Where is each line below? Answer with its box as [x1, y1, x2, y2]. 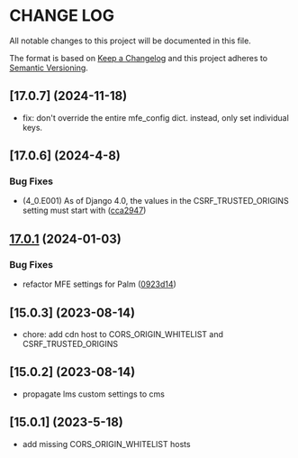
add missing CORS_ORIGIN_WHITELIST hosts [22, 438, 191, 449]
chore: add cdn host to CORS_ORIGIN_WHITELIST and [22, 328, 223, 339]
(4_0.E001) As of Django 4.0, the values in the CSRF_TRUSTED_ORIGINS [22, 196, 290, 206]
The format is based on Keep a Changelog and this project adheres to [9, 52, 268, 63]
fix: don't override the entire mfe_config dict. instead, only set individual [22, 112, 290, 123]
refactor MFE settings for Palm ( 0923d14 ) [22, 279, 177, 289]
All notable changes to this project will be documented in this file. [9, 35, 252, 46]
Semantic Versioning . [9, 62, 88, 73]
